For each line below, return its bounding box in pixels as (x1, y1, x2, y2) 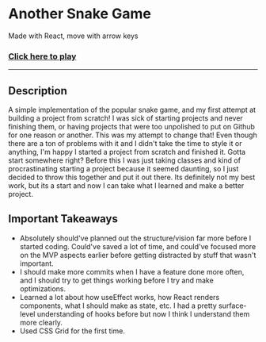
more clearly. (19, 317, 63, 327)
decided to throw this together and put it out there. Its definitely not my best (8, 172, 256, 183)
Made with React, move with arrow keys (8, 31, 139, 40)
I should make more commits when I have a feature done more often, (19, 267, 245, 276)
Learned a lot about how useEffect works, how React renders (19, 292, 220, 302)
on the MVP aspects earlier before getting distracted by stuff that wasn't (19, 250, 256, 259)
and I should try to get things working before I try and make (19, 275, 214, 285)
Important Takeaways (8, 212, 119, 226)
